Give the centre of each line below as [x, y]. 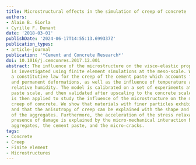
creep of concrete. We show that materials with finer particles [92, 104]
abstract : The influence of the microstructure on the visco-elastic [92, 66]
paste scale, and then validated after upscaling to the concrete [94, 93]
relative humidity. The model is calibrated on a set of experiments [97, 88]
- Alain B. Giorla [28, 22]
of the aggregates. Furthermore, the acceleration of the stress [92, 115]
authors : [17, 17]
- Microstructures [28, 153]
